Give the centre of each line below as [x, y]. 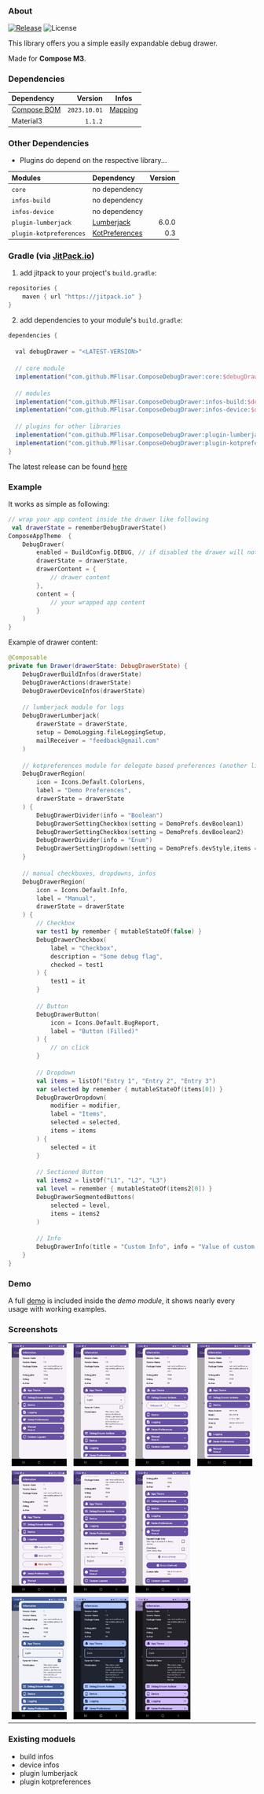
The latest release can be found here [68, 467]
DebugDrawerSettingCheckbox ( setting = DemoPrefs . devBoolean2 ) [140, 832]
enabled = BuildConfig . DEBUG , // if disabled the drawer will [140, 552]
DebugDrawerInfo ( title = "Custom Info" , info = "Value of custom [146, 1247]
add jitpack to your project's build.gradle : [88, 272]
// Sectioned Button [70, 1172]
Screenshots [33, 1330]
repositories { [33, 288]
